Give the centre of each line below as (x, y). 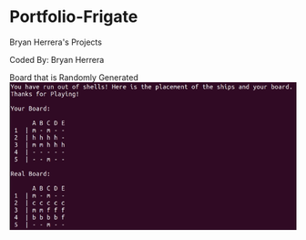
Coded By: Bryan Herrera (57, 59)
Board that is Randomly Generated (74, 77)
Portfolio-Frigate (74, 17)
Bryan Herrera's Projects (56, 42)
